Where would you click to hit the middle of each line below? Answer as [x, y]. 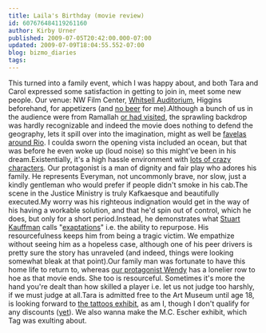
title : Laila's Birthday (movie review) [77, 16]
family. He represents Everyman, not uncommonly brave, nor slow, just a [127, 176]
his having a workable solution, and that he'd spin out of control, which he [130, 210]
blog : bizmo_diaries [43, 53]
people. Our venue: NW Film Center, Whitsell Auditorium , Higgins [115, 100]
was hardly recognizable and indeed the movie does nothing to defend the [131, 125]
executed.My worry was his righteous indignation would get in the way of [129, 201]
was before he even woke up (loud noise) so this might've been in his [122, 151]
